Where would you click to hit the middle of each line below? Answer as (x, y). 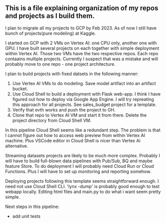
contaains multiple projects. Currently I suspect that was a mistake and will (82, 59)
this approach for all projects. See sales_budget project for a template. (84, 105)
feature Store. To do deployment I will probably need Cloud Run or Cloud (80, 166)
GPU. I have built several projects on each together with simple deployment (82, 48)
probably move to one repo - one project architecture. (60, 64)
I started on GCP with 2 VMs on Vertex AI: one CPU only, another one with (81, 43)
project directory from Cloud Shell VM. (52, 120)
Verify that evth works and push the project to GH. (64, 110)
